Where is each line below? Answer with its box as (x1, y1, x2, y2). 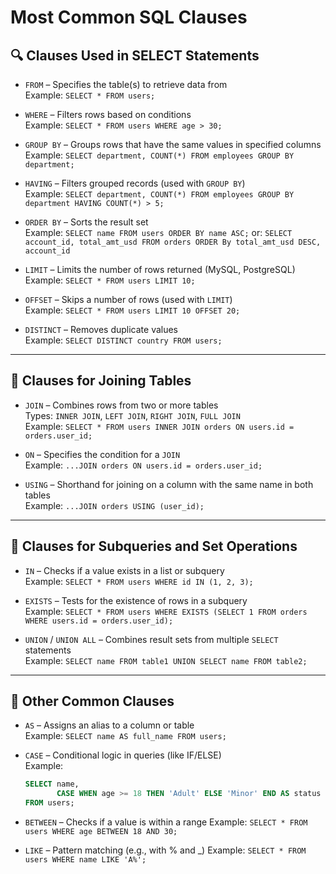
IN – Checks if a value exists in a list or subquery (24, 564, 225, 576)
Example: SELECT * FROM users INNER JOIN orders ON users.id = (24, 420, 295, 432)
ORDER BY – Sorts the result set (24, 216, 149, 228)
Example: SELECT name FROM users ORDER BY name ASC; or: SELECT (24, 227, 293, 238)
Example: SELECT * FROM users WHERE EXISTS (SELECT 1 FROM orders (24, 605, 308, 617)
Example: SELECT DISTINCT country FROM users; (24, 334, 223, 346)
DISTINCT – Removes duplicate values (24, 324, 179, 335)
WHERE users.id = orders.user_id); (24, 616, 174, 626)
